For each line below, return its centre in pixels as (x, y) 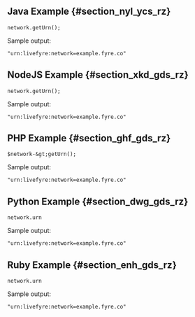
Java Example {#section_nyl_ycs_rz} (89, 12)
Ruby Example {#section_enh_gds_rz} (92, 265)
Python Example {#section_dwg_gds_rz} (98, 201)
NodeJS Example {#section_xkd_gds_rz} (98, 75)
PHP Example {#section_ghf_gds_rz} (89, 138)
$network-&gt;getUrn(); (42, 154)
